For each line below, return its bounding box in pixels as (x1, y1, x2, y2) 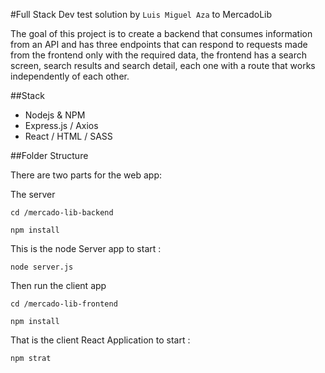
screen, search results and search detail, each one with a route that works (10, 60, 316, 71)
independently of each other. (10, 70, 130, 82)
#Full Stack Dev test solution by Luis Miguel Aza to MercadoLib (10, 9, 273, 20)
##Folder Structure (10, 150, 89, 161)
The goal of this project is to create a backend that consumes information (10, 28, 313, 39)
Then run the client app (10, 280, 107, 291)
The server (10, 189, 56, 200)
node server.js (10, 262, 74, 272)
